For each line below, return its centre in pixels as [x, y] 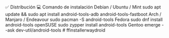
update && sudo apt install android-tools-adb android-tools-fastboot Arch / [83, 14]
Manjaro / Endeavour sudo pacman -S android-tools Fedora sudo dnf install [84, 19]
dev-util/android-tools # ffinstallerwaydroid [60, 30]
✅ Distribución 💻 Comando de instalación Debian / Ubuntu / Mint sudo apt [83, 7]
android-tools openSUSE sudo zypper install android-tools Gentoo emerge [83, 25]
